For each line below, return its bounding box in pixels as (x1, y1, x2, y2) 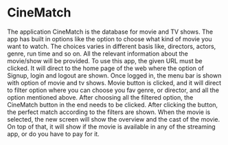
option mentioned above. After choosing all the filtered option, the (7, 93, 194, 101)
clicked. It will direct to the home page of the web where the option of (7, 64, 205, 72)
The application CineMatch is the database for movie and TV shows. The (7, 27, 214, 36)
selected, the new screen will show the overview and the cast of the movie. (7, 115, 220, 123)
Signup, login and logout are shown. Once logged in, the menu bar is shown (7, 71, 222, 80)
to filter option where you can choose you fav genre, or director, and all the (7, 86, 220, 94)
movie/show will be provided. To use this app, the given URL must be (7, 56, 203, 65)
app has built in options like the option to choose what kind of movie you (7, 34, 212, 43)
